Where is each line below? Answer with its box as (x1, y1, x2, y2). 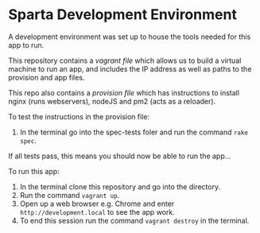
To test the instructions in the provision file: (8, 111, 149, 121)
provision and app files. (8, 72, 85, 82)
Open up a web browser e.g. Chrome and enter (19, 199, 175, 208)
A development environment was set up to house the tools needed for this (8, 32, 251, 41)
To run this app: (8, 166, 60, 176)
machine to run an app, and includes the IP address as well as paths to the (8, 64, 252, 73)
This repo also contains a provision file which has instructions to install (8, 87, 240, 97)
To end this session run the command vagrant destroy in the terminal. (19, 216, 250, 225)
